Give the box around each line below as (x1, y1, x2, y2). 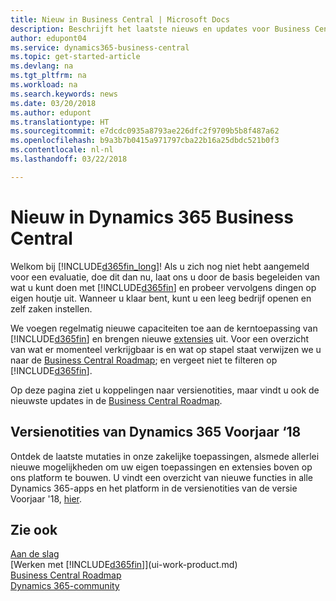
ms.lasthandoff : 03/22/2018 (10, 154, 128, 164)
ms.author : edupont (10, 107, 92, 118)
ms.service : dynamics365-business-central (10, 42, 190, 53)
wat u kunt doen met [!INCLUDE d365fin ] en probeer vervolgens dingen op (10, 281, 317, 293)
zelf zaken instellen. (10, 302, 93, 315)
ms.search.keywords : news (10, 89, 118, 99)
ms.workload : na (10, 80, 78, 90)
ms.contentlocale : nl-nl (10, 145, 114, 155)
